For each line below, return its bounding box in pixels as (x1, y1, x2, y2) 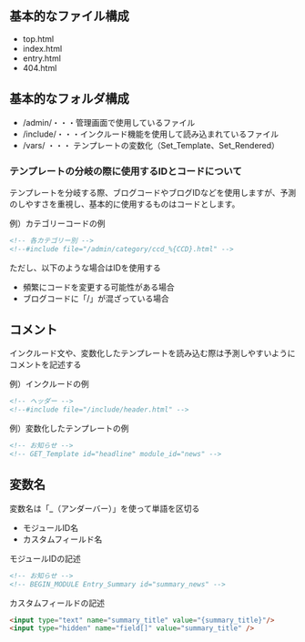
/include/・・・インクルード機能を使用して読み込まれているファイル (22, 128, 280, 139)
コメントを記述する (9, 359, 82, 371)
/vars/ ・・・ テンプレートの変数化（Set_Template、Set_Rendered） (22, 139, 280, 150)
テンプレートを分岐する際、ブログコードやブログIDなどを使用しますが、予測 (9, 187, 297, 198)
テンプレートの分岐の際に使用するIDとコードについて (9, 165, 243, 178)
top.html (22, 33, 55, 44)
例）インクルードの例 (9, 379, 89, 390)
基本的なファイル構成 (9, 8, 129, 25)
